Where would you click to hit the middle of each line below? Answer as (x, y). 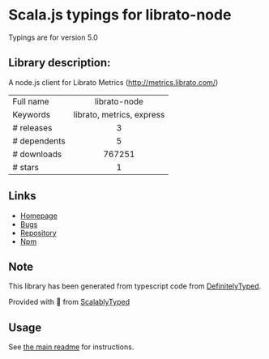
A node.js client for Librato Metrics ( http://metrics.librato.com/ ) (113, 82)
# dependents (39, 141)
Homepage (39, 216)
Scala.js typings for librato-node (120, 15)
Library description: (60, 63)
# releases (32, 127)
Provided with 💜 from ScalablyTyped (69, 302)
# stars (26, 167)
